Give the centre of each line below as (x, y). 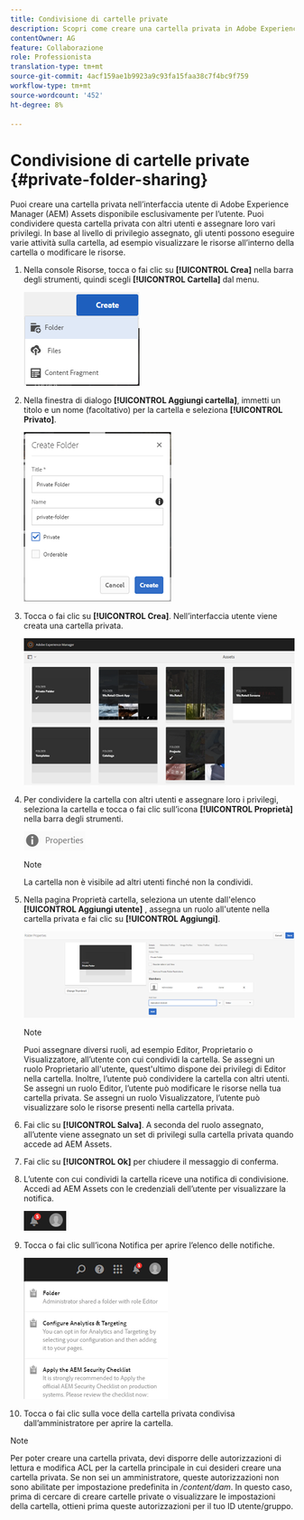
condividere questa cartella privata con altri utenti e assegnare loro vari (143, 224)
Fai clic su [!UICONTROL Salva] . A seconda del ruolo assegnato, (143, 1125)
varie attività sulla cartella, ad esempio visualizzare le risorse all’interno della (152, 243)
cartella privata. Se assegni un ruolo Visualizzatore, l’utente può (142, 1098)
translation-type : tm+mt (57, 67)
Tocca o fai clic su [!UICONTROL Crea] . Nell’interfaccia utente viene (150, 616)
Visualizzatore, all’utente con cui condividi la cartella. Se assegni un (149, 1060)
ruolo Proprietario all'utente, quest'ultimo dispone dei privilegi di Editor (155, 1069)
